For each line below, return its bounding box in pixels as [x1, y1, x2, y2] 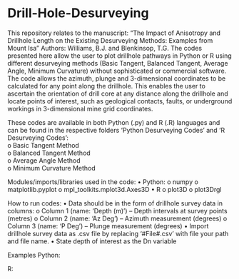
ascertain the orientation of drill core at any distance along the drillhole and [7, 89, 228, 98]
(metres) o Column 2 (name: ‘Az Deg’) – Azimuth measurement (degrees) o [7, 214, 228, 223]
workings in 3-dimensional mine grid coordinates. [7, 104, 153, 113]
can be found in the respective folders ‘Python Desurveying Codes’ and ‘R [7, 126, 225, 134]
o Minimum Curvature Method [7, 163, 96, 172]
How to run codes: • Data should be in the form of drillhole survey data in [7, 198, 223, 208]
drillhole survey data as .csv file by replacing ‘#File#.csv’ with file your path [7, 229, 229, 238]
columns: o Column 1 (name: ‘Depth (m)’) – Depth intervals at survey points [7, 206, 228, 215]
